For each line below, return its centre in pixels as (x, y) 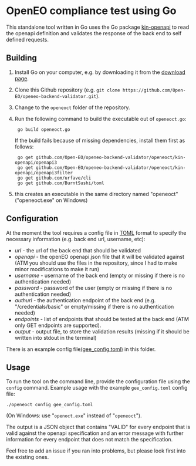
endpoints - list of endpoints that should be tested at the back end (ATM (102, 319)
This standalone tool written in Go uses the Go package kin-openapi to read (98, 27)
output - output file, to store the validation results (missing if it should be (102, 331)
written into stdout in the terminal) (55, 337)
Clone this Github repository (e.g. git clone (67, 90)
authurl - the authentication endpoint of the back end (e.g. (85, 300)
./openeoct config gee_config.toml (50, 405)
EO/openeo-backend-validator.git (55, 96)
